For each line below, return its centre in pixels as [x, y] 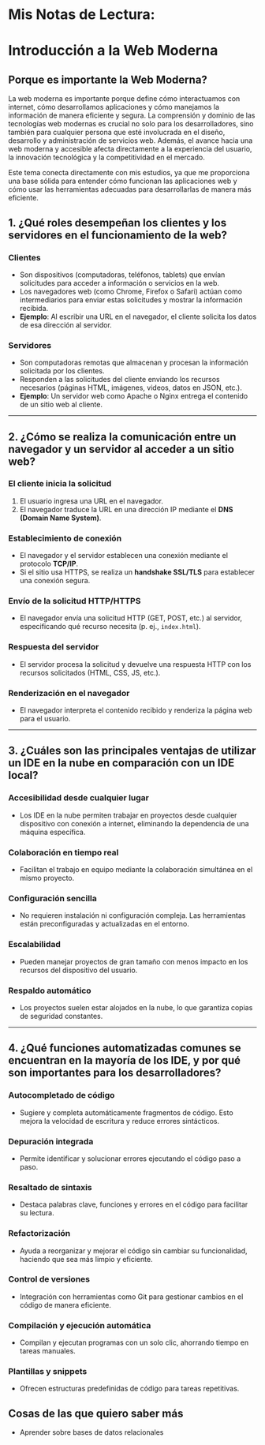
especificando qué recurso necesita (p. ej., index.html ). [110, 627]
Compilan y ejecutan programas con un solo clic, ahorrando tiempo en [134, 1342]
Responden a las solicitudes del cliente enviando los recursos [119, 380]
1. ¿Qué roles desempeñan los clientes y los [118, 223]
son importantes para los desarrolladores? [115, 1073]
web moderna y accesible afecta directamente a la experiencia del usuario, [130, 149]
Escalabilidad [35, 945]
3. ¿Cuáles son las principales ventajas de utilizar [132, 751]
